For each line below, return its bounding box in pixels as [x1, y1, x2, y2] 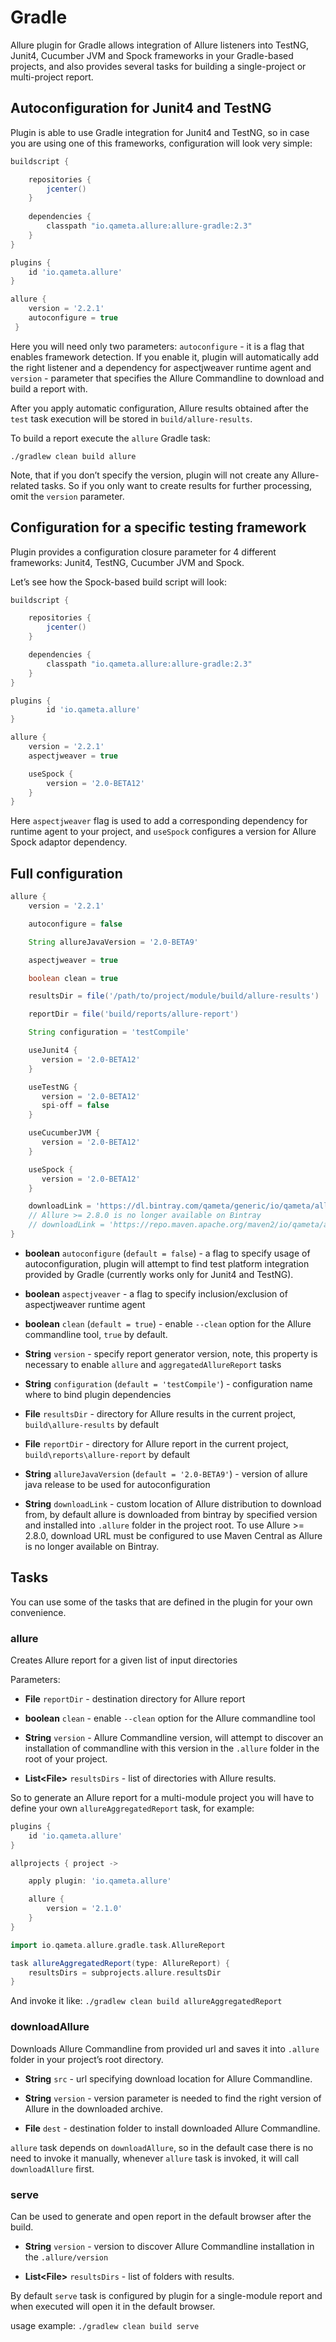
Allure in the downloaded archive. [24, 2102, 164, 2115]
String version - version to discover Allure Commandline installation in [24, 2240, 315, 2252]
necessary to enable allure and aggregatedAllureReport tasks [24, 1358, 282, 1370]
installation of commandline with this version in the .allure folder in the [24, 1742, 320, 1754]
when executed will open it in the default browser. [10, 2300, 216, 2312]
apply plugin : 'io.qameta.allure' [28, 1876, 172, 1886]
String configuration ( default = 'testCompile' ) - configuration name [24, 1377, 313, 1390]
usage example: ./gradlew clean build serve [10, 2319, 200, 2331]
